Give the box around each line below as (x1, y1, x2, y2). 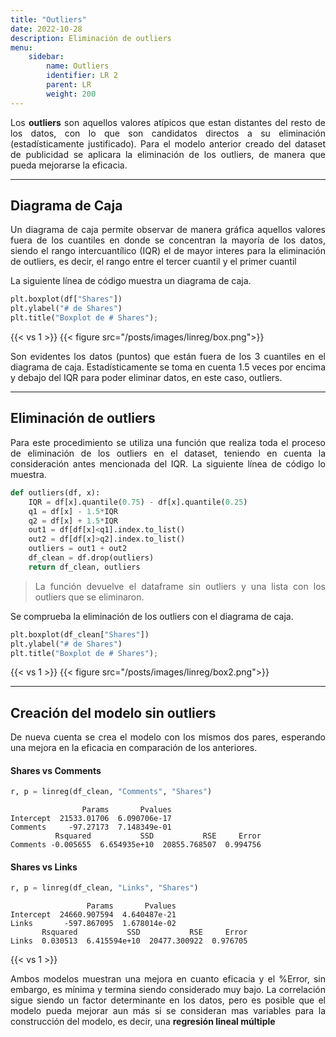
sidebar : (28, 52, 65, 62)
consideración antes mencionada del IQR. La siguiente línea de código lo (10, 457, 326, 470)
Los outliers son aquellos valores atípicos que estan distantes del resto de (10, 116, 327, 128)
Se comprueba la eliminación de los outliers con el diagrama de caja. (10, 610, 294, 622)
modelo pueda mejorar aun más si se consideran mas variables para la (10, 1005, 326, 1017)
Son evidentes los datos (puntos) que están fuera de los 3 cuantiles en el (10, 351, 326, 363)
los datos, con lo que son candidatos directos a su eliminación (10, 127, 326, 139)
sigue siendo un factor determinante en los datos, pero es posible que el (10, 994, 326, 1006)
